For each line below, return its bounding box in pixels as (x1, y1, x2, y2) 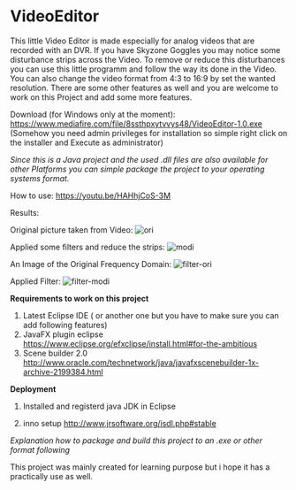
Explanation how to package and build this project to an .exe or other (10, 435, 263, 446)
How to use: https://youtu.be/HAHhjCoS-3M (10, 190, 171, 201)
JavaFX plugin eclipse (22, 329, 104, 340)
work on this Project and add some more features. (10, 91, 193, 103)
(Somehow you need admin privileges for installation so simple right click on (10, 127, 288, 138)
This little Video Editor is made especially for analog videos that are (10, 35, 255, 46)
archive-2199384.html (22, 366, 104, 377)
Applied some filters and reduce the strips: (10, 241, 166, 252)
